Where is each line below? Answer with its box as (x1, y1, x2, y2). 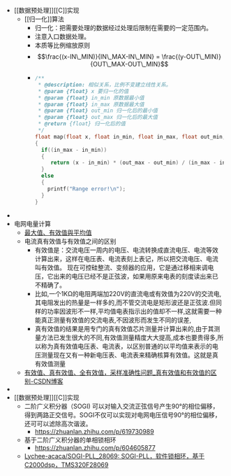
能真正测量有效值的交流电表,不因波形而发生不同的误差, (34, 316, 192, 324)
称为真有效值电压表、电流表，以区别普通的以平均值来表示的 (40, 342, 213, 350)
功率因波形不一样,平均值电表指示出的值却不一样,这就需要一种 (47, 307, 222, 315)
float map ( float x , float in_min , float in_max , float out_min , (34, 133, 226, 140)
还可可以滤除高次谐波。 (24, 419, 92, 428)
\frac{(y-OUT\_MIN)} (161, 52, 222, 61)
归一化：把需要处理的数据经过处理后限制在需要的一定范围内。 (34, 24, 213, 31)
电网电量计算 (13, 219, 51, 227)
